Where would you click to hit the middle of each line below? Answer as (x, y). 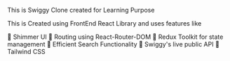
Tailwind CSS (26, 52)
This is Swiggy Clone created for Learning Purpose (81, 10)
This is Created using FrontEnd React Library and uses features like (104, 23)
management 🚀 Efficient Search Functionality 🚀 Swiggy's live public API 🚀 (113, 44)
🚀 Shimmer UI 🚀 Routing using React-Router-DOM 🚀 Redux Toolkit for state (115, 37)
